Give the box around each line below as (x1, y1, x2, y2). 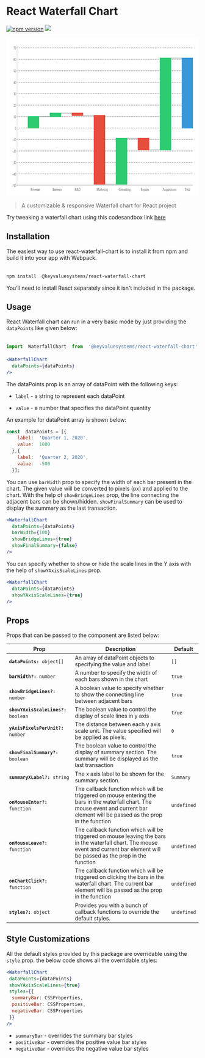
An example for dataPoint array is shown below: (6, 416, 127, 423)
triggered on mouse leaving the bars (74, 832, 166, 840)
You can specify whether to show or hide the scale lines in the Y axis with (6, 560, 192, 567)
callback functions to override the (74, 908, 160, 915)
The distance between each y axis (74, 721, 161, 728)
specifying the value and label (74, 661, 151, 667)
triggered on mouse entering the (74, 792, 157, 799)
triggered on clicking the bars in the (74, 873, 165, 881)
